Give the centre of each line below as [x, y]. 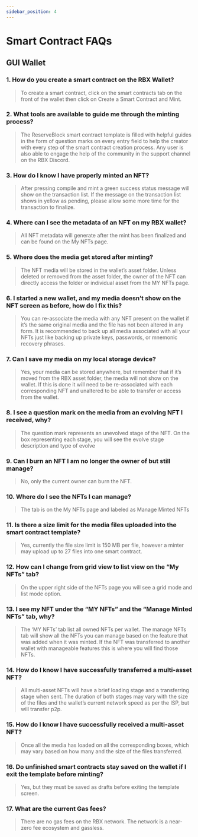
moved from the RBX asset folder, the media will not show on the [99, 378]
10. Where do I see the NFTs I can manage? [69, 496]
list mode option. [41, 594]
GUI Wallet [26, 63]
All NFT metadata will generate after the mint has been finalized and [103, 236]
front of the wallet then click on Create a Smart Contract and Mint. [101, 99]
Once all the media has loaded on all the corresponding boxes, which [105, 745]
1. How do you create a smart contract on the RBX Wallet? [90, 80]
